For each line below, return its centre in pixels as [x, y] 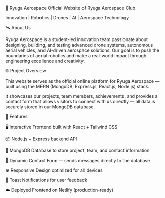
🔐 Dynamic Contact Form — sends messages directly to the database [78, 160]
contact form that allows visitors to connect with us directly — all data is [80, 102]
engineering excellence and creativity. [45, 61]
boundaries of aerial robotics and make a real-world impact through [76, 55]
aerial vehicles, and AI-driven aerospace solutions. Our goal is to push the [82, 50]
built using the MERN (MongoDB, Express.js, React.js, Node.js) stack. [77, 86]
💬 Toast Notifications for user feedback [46, 180]
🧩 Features [16, 117]
